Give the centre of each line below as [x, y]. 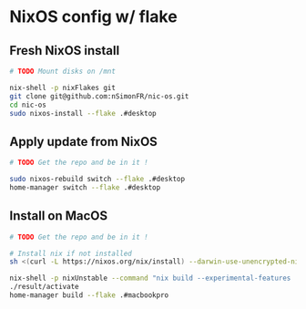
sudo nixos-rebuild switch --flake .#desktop [97, 180]
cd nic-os [28, 105]
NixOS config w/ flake [93, 17]
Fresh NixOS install [65, 51]
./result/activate [44, 287]
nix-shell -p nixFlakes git [63, 88]
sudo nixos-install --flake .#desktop [83, 113]
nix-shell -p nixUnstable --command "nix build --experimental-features [150, 278]
